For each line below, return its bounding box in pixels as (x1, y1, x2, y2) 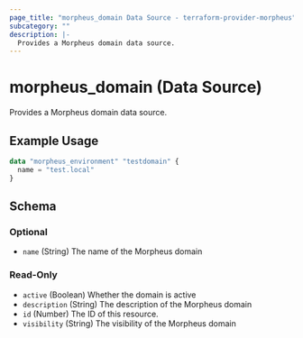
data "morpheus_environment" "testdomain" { (9, 157, 179, 166)
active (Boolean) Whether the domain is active (22, 289, 197, 300)
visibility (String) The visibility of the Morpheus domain (22, 317, 236, 329)
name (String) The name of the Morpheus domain (22, 246, 203, 257)
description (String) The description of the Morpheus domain (22, 298, 252, 309)
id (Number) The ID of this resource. (22, 308, 160, 319)
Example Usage (9, 132, 99, 149)
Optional (9, 225, 48, 238)
